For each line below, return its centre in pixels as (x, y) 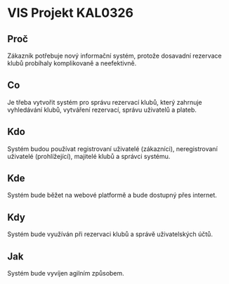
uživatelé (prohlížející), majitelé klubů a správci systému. (89, 156)
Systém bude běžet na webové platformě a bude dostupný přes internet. (112, 195)
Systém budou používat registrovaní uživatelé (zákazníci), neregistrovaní (112, 148)
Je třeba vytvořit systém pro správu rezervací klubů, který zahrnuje (105, 102)
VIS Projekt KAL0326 (70, 13)
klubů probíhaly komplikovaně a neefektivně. (72, 63)
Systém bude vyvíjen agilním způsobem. (66, 273)
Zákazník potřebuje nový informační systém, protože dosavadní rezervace (115, 56)
